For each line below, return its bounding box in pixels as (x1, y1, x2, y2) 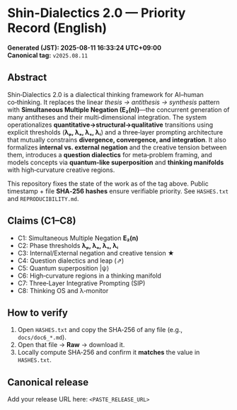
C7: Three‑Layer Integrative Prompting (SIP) (17, 278, 146, 287)
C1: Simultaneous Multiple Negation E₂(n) (17, 234, 139, 242)
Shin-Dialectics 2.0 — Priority (7, 5, 186, 21)
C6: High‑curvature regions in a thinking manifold (17, 271, 161, 280)
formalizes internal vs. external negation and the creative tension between (7, 143, 227, 152)
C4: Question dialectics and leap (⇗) (17, 256, 125, 265)
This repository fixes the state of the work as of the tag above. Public (7, 179, 209, 188)
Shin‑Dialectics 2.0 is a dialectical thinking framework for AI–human (7, 90, 204, 98)
